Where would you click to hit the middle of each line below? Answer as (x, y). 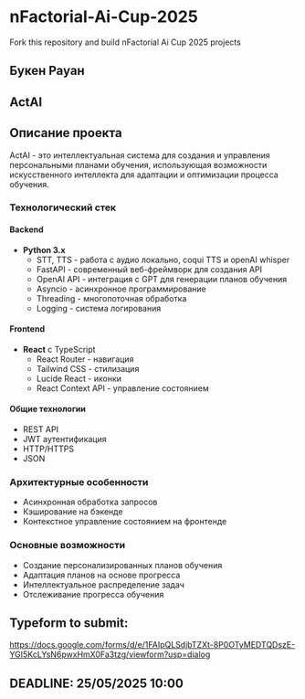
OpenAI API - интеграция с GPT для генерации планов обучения (162, 279)
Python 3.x (44, 249)
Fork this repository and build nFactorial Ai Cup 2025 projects (126, 42)
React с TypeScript (59, 349)
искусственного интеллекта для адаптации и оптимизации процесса (144, 175)
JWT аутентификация (64, 440)
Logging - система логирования (99, 308)
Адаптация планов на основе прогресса (101, 575)
